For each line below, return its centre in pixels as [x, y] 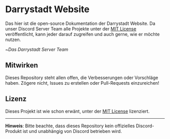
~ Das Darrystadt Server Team [37, 49]
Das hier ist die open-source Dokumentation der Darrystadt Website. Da [80, 23]
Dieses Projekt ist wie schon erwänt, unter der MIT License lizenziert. [77, 111]
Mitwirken [22, 65]
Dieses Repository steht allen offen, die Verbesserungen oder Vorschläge [82, 78]
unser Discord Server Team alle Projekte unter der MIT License [71, 28]
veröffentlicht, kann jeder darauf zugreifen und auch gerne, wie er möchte [82, 34]
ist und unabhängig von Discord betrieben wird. [72, 131]
